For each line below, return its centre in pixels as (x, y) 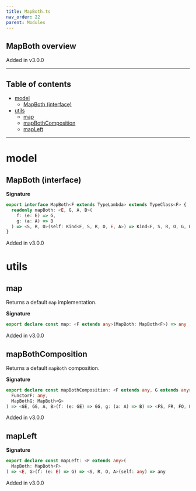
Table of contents (38, 84)
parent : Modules (26, 22)
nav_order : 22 (23, 17)
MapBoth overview (41, 46)
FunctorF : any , (30, 396)
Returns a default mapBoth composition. (53, 368)
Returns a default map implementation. (51, 303)
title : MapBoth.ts (28, 11)
